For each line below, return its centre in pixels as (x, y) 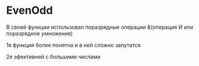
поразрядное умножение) (39, 33)
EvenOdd (30, 10)
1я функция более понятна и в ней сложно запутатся (74, 45)
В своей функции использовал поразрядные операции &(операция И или (100, 27)
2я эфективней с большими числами (53, 56)
